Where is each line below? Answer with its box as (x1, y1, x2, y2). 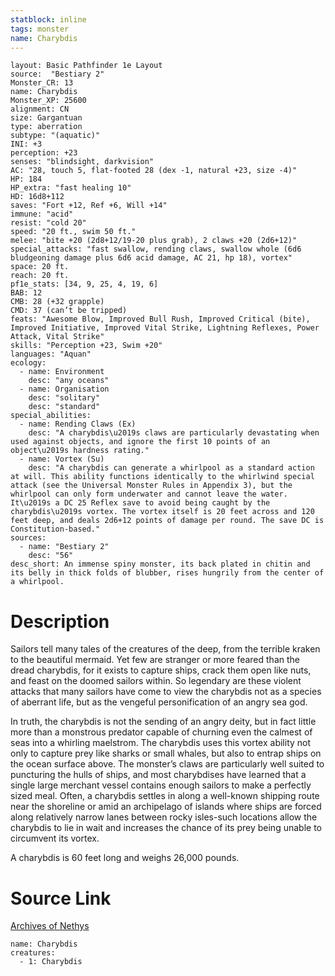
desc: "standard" (28, 402, 101, 412)
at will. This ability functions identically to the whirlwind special (10, 472, 315, 482)
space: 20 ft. (10, 262, 70, 272)
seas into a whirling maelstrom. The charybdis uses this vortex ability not (10, 737, 312, 749)
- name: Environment (19, 367, 105, 377)
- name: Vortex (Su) (19, 454, 105, 465)
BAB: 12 (10, 288, 43, 298)
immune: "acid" (10, 209, 74, 220)
